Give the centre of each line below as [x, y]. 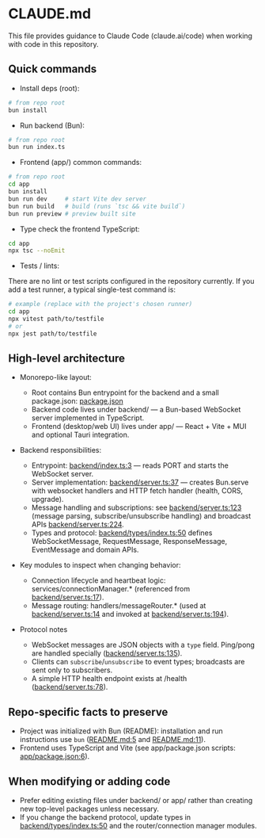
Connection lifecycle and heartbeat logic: [98, 580]
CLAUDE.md [50, 14]
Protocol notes [44, 629]
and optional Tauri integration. [80, 435]
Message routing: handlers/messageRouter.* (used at [119, 606]
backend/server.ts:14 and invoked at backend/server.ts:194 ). [130, 614]
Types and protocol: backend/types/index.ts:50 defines [122, 533]
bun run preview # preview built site [72, 214]
